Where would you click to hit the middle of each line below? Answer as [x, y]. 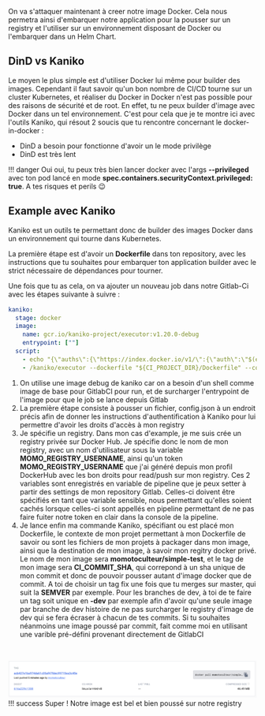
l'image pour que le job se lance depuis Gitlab [94, 399]
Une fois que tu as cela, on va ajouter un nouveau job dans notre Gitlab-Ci [129, 285]
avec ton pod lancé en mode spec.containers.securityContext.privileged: [131, 177]
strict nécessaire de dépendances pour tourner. [86, 270]
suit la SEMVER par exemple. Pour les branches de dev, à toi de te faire [136, 592]
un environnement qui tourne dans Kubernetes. [85, 238]
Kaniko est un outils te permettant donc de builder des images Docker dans [131, 230]
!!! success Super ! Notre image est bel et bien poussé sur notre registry [125, 703]
